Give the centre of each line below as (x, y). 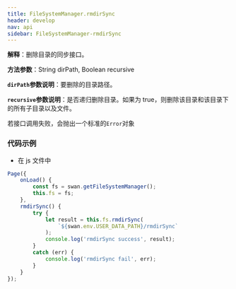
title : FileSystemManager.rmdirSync (61, 14)
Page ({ (17, 174)
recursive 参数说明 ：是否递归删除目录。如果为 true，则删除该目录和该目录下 (118, 100)
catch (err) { (53, 253)
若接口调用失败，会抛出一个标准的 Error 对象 (71, 124)
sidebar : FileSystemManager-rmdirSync (64, 34)
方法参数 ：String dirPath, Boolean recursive (71, 70)
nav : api (20, 27)
